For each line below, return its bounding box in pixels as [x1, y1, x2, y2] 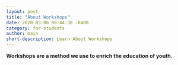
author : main [6, 31, 39, 37]
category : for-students [6, 25, 65, 31]
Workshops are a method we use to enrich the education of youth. [6, 53, 173, 59]
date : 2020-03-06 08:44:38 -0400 [6, 19, 89, 25]
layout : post [6, 8, 39, 15]
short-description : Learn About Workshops [6, 36, 113, 42]
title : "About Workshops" [6, 14, 70, 20]
